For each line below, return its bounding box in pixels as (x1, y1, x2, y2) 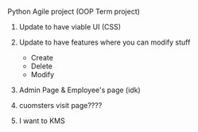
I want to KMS (18, 116, 65, 126)
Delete (30, 61, 53, 71)
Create (30, 53, 53, 62)
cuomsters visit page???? (18, 101, 103, 110)
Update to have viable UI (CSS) (18, 22, 121, 31)
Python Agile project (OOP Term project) (7, 7, 141, 16)
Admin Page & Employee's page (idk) (18, 85, 141, 95)
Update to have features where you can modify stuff (18, 37, 191, 47)
